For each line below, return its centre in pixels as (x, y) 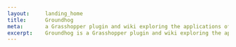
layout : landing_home (45, 13)
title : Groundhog (40, 20)
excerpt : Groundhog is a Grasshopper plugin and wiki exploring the (114, 33)
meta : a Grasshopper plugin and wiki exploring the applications (114, 26)
